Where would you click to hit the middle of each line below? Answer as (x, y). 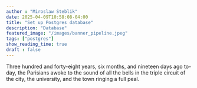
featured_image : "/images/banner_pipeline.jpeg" (67, 33)
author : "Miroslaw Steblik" (42, 11)
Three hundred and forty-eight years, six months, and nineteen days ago (94, 66)
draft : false (24, 50)
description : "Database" (37, 28)
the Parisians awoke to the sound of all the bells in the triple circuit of (101, 72)
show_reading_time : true (37, 45)
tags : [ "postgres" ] (30, 39)
